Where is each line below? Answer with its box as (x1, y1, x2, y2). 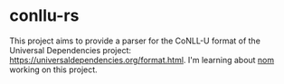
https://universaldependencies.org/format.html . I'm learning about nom (9, 54, 275, 65)
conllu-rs (9, 5, 80, 26)
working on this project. (9, 64, 98, 75)
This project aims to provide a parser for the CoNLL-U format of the (9, 35, 260, 46)
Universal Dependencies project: (9, 44, 132, 55)
